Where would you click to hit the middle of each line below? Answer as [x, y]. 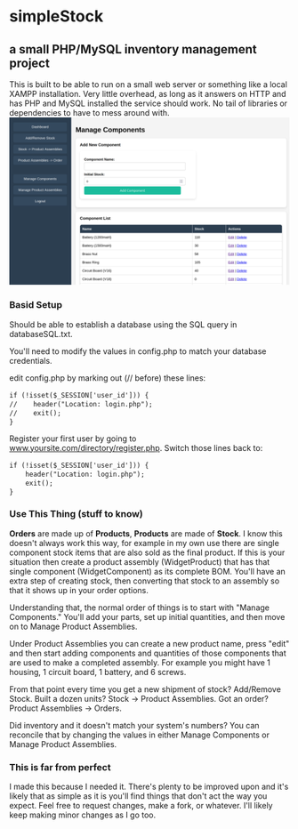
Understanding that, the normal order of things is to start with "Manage [139, 608]
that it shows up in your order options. [79, 590]
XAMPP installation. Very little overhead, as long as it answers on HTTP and [148, 94]
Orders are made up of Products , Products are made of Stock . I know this [146, 533]
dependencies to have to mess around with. [90, 113]
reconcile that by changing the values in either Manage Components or [139, 735]
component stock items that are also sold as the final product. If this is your [147, 552]
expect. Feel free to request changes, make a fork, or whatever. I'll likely [141, 806]
